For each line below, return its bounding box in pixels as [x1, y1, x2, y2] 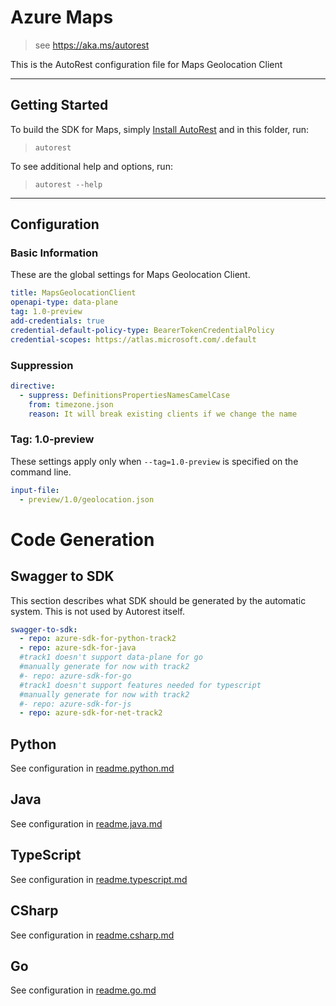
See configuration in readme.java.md [10, 817, 163, 830]
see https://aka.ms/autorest [34, 39, 150, 51]
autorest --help [34, 179, 103, 190]
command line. [10, 466, 72, 478]
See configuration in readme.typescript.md [10, 873, 188, 885]
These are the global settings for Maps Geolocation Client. [10, 269, 251, 281]
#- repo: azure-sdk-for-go [19, 671, 132, 681]
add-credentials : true [10, 316, 105, 326]
